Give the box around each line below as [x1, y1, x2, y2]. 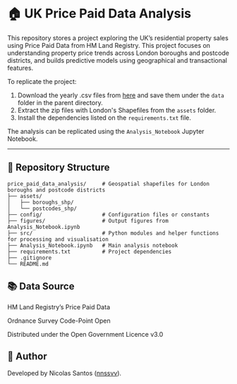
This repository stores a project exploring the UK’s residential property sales [7, 33, 229, 42]
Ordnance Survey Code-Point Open [7, 316, 111, 325]
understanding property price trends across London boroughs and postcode [7, 49, 229, 57]
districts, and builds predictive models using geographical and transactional [7, 56, 228, 64]
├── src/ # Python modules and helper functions [7, 230, 219, 237]
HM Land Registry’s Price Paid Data [7, 302, 111, 311]
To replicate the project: [7, 77, 77, 85]
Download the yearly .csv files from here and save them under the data [17, 91, 224, 99]
